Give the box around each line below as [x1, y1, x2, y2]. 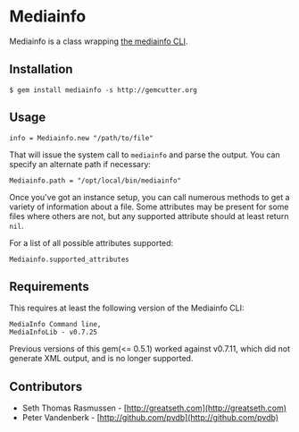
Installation [9, 62, 73, 77]
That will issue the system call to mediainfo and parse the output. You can [9, 149, 280, 160]
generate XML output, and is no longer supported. [9, 353, 194, 364]
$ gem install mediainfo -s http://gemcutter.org [9, 85, 198, 95]
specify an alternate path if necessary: [9, 158, 152, 169]
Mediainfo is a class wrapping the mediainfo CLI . [9, 36, 188, 47]
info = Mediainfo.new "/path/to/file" [9, 133, 154, 142]
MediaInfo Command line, [9, 320, 102, 329]
